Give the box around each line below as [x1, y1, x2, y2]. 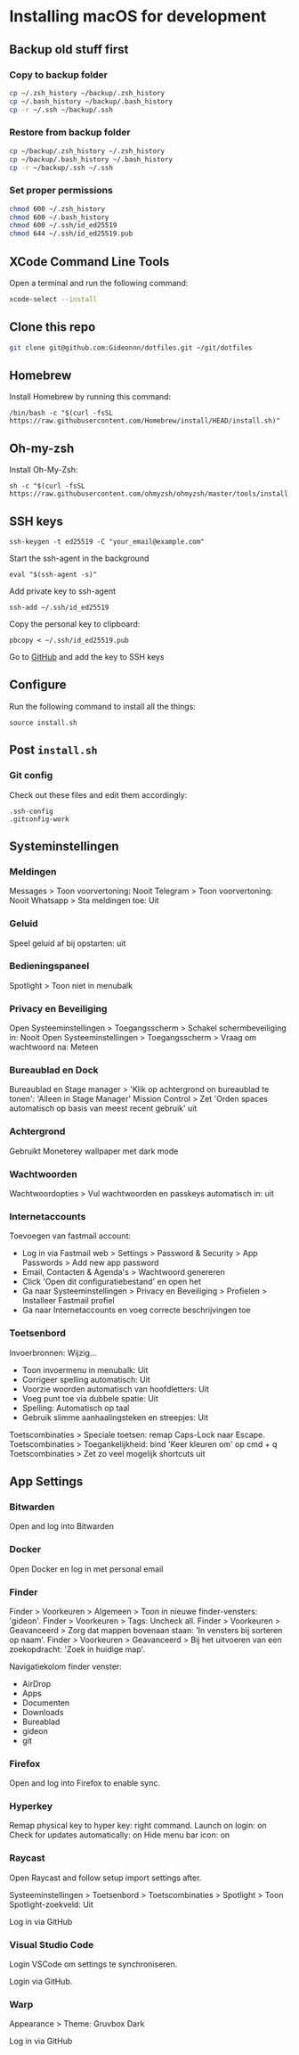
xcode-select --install [9, 295, 98, 304]
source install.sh [9, 718, 77, 727]
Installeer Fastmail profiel [21, 1295, 115, 1306]
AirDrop [21, 1678, 52, 1689]
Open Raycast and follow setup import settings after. [9, 1872, 202, 1883]
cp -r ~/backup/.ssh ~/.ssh [9, 163, 114, 172]
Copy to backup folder [9, 69, 109, 81]
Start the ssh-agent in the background [9, 553, 149, 563]
